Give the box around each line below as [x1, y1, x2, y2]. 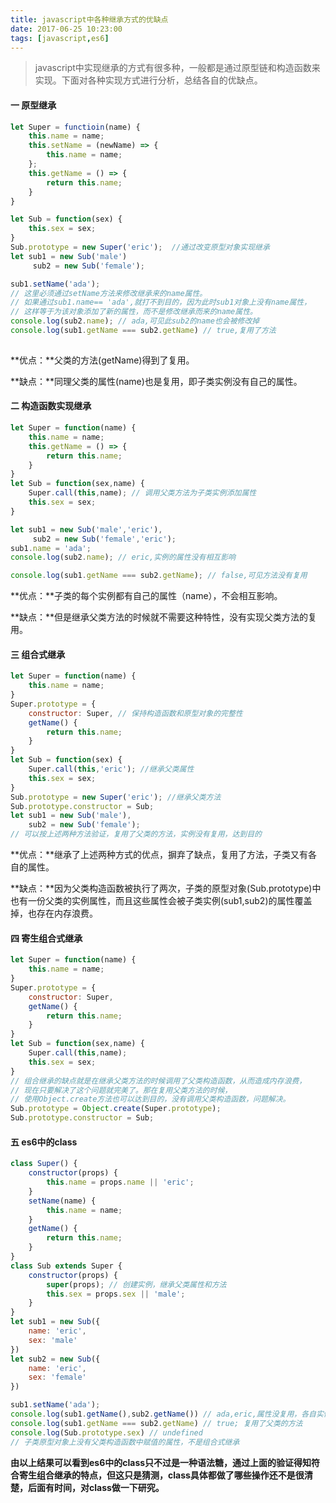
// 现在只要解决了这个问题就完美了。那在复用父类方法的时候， [10, 1085, 233, 1095]
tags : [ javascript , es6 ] [10, 33, 110, 43]
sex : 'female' [28, 1372, 87, 1383]
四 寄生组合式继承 [10, 932, 83, 944]
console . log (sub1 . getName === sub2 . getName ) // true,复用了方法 [10, 326, 277, 336]
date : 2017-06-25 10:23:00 [10, 24, 123, 34]
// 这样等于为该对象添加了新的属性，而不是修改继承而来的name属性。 [10, 307, 258, 317]
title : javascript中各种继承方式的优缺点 [10, 14, 169, 25]
